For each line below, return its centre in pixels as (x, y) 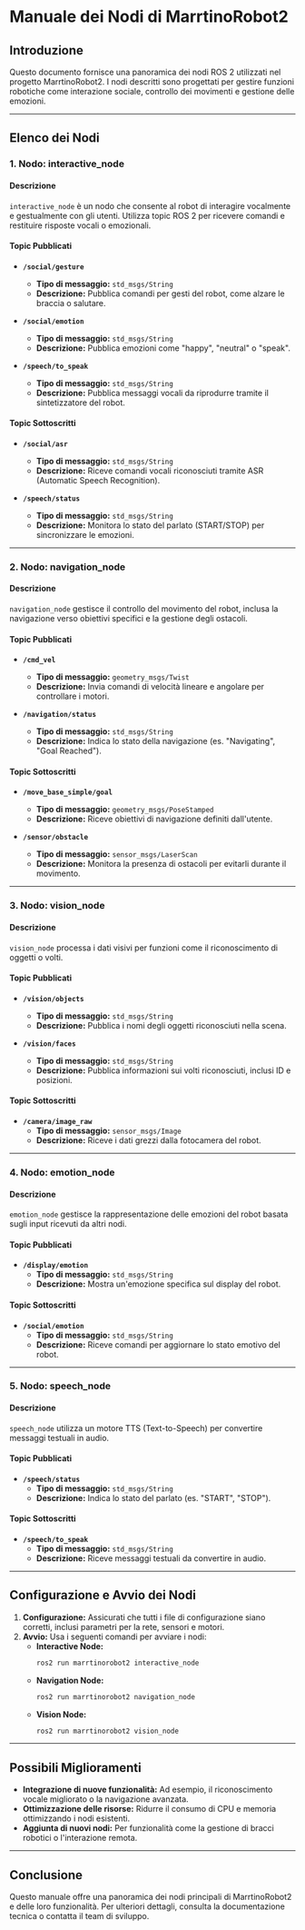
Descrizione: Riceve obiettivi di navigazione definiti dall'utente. (154, 819)
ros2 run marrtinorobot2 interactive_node (118, 1663)
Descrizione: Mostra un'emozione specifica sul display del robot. (158, 1284)
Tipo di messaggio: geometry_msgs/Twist (113, 677)
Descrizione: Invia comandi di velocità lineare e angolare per (150, 687)
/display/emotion (55, 1266)
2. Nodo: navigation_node (68, 567)
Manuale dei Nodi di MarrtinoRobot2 (149, 17)
